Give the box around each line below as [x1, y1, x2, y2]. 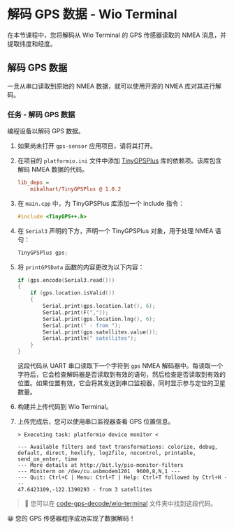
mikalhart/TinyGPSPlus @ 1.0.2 [30, 186, 122, 193]
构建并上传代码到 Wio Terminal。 [17, 403, 113, 411]
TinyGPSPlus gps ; [17, 249, 68, 256]
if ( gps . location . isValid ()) [30, 290, 115, 297]
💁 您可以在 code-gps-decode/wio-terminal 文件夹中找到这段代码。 [24, 500, 217, 508]
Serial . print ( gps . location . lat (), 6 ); [43, 303, 156, 310]
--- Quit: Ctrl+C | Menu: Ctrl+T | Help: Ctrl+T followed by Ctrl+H [17, 474, 221, 482]
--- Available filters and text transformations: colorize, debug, [17, 444, 218, 451]
